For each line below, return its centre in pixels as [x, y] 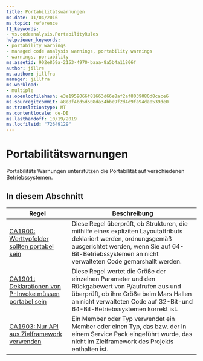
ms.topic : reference [32, 23]
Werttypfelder [29, 238]
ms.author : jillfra [31, 74]
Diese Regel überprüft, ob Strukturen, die [130, 223]
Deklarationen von [35, 286]
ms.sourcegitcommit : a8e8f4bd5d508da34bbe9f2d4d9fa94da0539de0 [88, 102]
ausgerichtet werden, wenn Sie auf [121, 246]
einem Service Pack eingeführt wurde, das [132, 334]
